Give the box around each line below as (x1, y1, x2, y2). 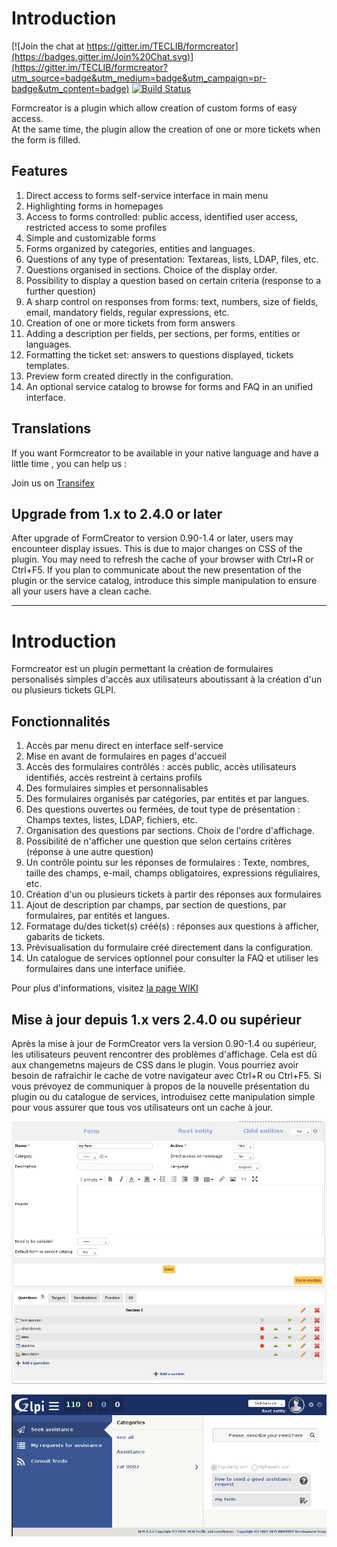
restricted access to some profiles (25, 221, 168, 233)
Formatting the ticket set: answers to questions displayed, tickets (25, 348, 294, 361)
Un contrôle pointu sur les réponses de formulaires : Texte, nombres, (25, 857, 310, 869)
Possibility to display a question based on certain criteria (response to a (25, 274, 322, 286)
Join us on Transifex (11, 477, 95, 489)
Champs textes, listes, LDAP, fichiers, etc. (25, 814, 198, 826)
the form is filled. (11, 133, 81, 146)
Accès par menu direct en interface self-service (25, 740, 224, 752)
